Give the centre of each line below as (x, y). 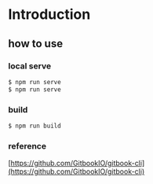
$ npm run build (35, 126)
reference (27, 145)
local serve (30, 66)
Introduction (49, 15)
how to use (36, 44)
